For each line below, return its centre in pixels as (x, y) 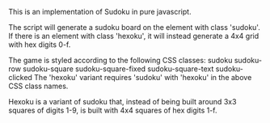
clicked (20, 77)
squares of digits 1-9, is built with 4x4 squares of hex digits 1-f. (113, 110)
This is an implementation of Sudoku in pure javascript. (100, 12)
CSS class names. (38, 86)
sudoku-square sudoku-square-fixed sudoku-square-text (118, 69)
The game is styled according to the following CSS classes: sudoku (120, 60)
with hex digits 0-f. (40, 45)
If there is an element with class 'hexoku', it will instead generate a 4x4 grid (134, 36)
